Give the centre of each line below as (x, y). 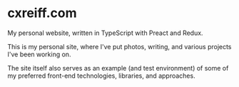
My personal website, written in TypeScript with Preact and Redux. (105, 33)
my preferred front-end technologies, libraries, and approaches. (101, 76)
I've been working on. (39, 54)
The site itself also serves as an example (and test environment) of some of (118, 68)
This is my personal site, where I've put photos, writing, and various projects (119, 46)
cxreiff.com (42, 13)
